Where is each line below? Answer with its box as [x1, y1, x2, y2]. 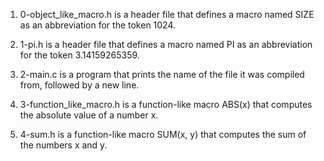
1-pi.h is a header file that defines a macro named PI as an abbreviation [19, 39, 313, 50]
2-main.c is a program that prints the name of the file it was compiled [19, 69, 305, 80]
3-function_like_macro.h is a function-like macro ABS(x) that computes [19, 99, 313, 110]
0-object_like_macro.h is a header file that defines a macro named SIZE [19, 9, 315, 20]
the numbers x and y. [19, 139, 108, 151]
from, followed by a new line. [19, 79, 140, 91]
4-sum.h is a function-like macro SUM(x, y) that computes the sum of [19, 129, 307, 140]
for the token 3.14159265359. [19, 49, 140, 61]
